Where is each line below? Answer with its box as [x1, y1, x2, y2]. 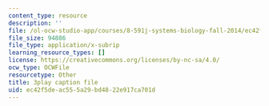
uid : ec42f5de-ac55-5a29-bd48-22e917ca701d [8, 85, 156, 94]
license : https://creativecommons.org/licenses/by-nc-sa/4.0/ [8, 57, 220, 65]
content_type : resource [8, 11, 88, 20]
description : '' [8, 19, 62, 27]
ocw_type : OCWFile [8, 64, 70, 72]
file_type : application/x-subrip [8, 41, 120, 49]
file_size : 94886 [8, 33, 66, 42]
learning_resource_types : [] [8, 49, 106, 57]
